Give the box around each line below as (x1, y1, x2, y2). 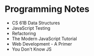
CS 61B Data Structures (11, 20, 60, 26)
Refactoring (11, 30, 36, 36)
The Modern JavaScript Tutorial (11, 36, 78, 42)
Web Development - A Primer (11, 41, 73, 47)
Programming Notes (4, 3, 90, 15)
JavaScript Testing (11, 25, 51, 31)
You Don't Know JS (11, 46, 52, 52)
